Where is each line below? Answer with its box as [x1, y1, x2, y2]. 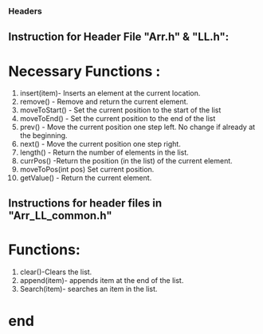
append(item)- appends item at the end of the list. [19, 275, 184, 285]
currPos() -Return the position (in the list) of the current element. [19, 156, 233, 166]
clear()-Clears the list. [19, 267, 92, 277]
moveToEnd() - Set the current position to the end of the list [19, 114, 216, 124]
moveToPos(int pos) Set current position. [19, 165, 155, 175]
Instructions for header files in [8, 196, 162, 210]
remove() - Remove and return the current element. [19, 97, 189, 107]
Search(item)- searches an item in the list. [19, 284, 158, 293]
